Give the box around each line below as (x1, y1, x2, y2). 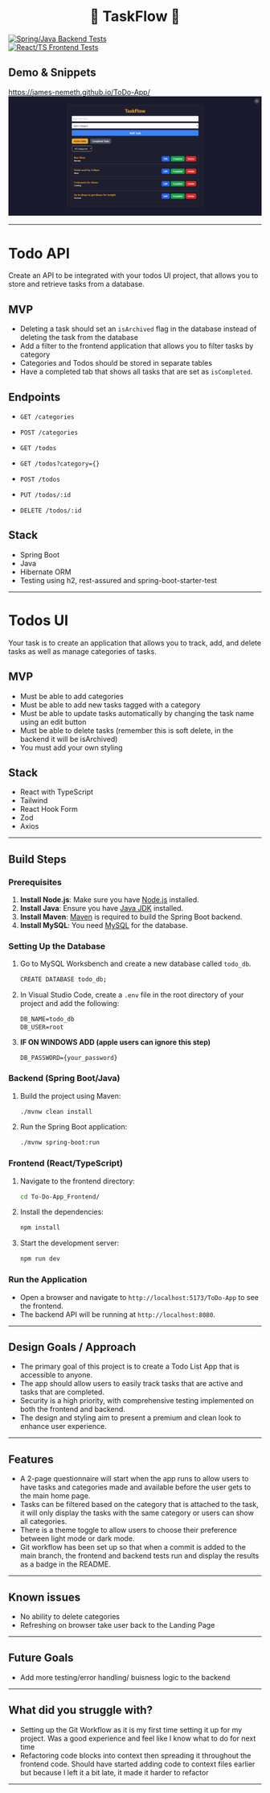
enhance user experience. (19, 1422, 107, 1431)
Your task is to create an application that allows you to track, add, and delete (8, 638, 262, 648)
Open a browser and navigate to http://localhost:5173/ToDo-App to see (19, 1292, 260, 1302)
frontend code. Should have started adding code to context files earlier (19, 1759, 256, 1769)
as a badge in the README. (19, 1559, 111, 1569)
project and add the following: (19, 999, 120, 1008)
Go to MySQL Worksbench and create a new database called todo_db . (19, 959, 252, 969)
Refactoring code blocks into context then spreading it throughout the (19, 1750, 252, 1760)
